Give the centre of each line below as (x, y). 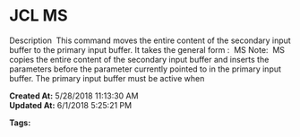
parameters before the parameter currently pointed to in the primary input (146, 69)
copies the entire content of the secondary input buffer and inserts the (139, 59)
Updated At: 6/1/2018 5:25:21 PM (71, 105)
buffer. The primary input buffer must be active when (107, 78)
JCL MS (39, 16)
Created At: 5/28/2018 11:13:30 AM (74, 96)
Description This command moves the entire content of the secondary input (150, 40)
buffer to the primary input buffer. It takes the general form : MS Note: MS (147, 49)
